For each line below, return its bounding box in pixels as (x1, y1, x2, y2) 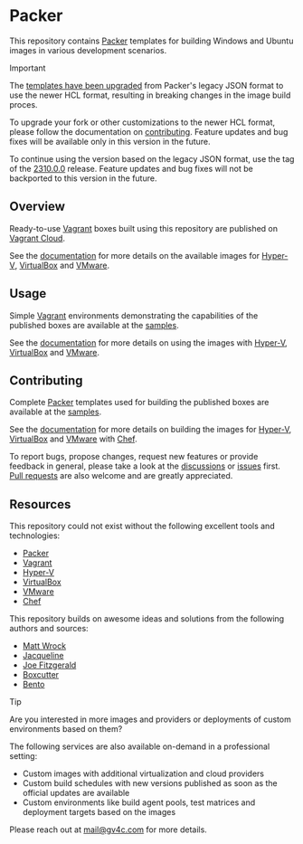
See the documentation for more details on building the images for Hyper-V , (9, 424, 292, 435)
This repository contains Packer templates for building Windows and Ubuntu (9, 35, 294, 46)
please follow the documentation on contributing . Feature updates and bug (9, 126, 289, 137)
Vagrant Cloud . (9, 232, 66, 243)
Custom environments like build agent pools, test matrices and (22, 797, 256, 808)
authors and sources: (9, 623, 89, 634)
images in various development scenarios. (9, 44, 167, 55)
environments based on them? (9, 724, 123, 735)
